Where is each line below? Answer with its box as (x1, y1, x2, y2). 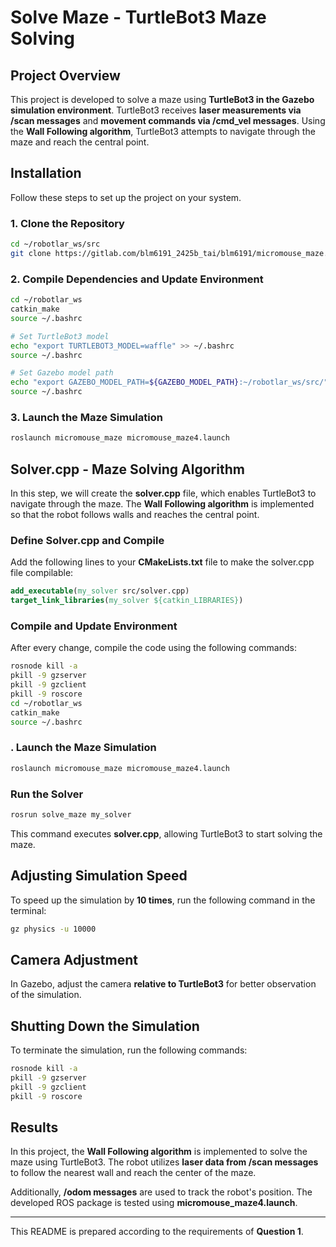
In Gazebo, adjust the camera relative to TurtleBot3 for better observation (10, 978, 317, 990)
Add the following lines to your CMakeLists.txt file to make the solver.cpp (10, 556, 315, 568)
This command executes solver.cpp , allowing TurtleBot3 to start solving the (10, 827, 323, 840)
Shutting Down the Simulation (10, 1017, 200, 1035)
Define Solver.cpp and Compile (10, 533, 165, 547)
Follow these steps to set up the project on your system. (10, 191, 242, 203)
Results (10, 1119, 59, 1136)
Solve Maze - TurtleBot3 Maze (10, 6, 267, 29)
